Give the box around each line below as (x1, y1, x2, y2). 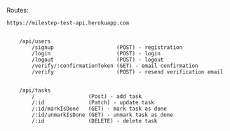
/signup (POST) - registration (32, 44, 183, 51)
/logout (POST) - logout (32, 56, 164, 63)
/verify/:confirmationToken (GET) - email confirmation (32, 62, 198, 69)
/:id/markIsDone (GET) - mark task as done (32, 105, 168, 112)
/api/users (19, 38, 51, 45)
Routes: (6, 6, 29, 14)
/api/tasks (19, 87, 51, 94)
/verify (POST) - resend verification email (32, 69, 224, 76)
